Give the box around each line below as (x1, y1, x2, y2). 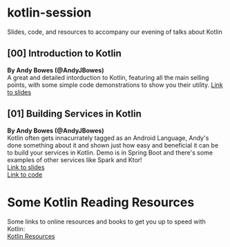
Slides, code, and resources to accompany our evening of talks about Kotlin (7, 28, 223, 36)
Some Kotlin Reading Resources (7, 195, 195, 210)
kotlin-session (7, 5, 92, 21)
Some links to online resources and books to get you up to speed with (7, 217, 206, 226)
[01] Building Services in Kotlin (7, 108, 142, 120)
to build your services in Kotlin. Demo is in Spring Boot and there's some (7, 148, 213, 157)
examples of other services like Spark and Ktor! (7, 155, 143, 164)
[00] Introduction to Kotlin (7, 48, 122, 59)
